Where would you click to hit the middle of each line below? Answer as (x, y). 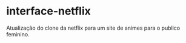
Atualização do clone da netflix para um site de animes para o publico (93, 28)
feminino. (18, 34)
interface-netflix (48, 11)
